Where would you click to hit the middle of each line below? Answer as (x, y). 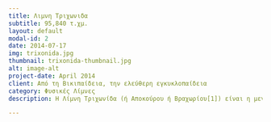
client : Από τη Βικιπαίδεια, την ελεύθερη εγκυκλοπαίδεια (108, 83)
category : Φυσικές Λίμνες (52, 91)
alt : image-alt (34, 69)
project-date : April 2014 (52, 76)
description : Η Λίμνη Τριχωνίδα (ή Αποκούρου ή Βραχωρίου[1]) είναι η (129, 99)
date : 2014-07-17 (38, 46)
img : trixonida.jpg (41, 53)
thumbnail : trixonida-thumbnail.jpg (70, 61)
